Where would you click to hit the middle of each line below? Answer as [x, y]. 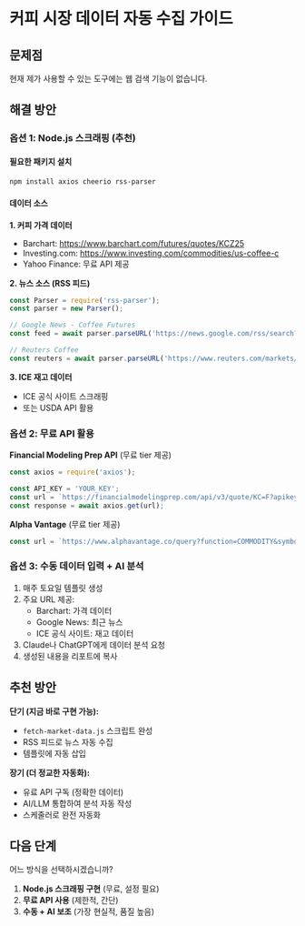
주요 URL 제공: [49, 599]
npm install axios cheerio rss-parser [83, 181]
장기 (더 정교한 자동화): [50, 772]
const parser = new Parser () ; [67, 309]
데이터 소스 [29, 203]
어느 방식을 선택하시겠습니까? [61, 870]
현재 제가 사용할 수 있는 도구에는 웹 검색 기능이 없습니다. [108, 79]
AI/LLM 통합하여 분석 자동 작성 [77, 803]
